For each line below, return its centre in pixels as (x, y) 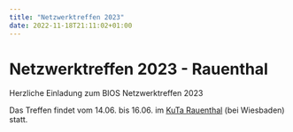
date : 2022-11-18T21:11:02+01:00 (71, 26)
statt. (19, 120)
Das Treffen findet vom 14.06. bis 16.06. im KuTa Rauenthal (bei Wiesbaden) (147, 110)
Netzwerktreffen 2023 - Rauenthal (139, 69)
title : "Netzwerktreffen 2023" (67, 17)
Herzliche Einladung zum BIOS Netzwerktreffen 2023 (106, 93)
